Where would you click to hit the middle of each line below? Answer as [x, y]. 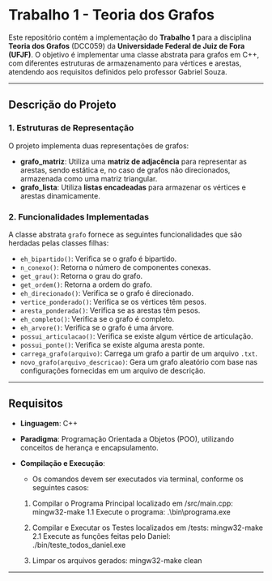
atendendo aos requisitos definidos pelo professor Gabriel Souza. [118, 71]
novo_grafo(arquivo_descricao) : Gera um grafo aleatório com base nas [138, 361]
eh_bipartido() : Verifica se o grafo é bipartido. [98, 258]
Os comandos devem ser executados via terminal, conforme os [138, 479]
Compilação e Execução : [62, 463]
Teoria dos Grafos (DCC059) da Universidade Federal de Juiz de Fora [127, 45]
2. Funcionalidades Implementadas [79, 216]
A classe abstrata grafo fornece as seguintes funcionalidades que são [125, 234]
